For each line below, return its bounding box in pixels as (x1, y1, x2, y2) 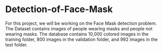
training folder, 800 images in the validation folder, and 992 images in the (5, 36, 158, 42)
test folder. (5, 41, 28, 47)
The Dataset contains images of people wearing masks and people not (5, 25, 153, 31)
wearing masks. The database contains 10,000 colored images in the (5, 31, 149, 37)
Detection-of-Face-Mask (5, 4, 113, 15)
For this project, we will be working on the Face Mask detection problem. (5, 20, 157, 26)
